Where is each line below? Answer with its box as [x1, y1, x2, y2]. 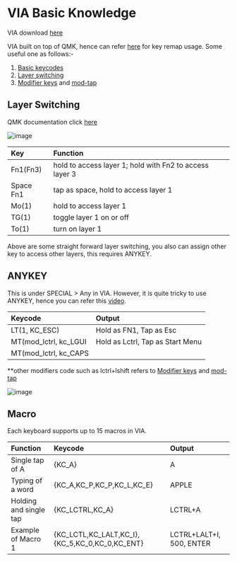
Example [11, 525, 40, 535]
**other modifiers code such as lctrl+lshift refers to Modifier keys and [7, 366, 210, 374]
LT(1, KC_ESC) [11, 325, 60, 335]
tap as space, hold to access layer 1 [53, 185, 173, 195]
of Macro [11, 534, 41, 544]
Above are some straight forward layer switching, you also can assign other [7, 242, 227, 251]
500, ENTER [169, 539, 211, 549]
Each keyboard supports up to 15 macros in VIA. [7, 427, 147, 435]
